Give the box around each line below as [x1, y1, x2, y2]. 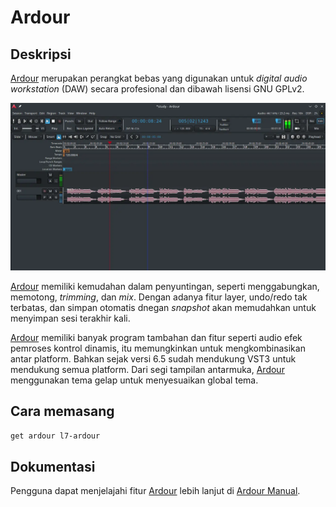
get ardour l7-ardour [10, 431, 101, 441]
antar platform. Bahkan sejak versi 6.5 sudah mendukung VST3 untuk [10, 352, 297, 365]
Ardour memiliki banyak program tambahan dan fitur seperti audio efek [10, 331, 303, 343]
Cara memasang [10, 403, 115, 420]
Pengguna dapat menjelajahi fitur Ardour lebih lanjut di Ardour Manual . [10, 485, 301, 497]
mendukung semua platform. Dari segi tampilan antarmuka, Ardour [10, 363, 285, 375]
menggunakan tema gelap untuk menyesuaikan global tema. [10, 374, 259, 386]
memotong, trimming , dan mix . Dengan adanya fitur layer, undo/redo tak [10, 291, 308, 303]
